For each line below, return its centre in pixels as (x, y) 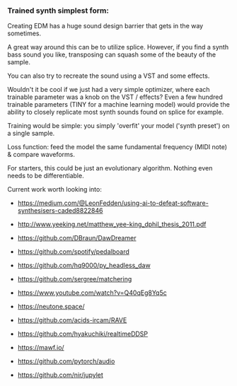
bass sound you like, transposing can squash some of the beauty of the (112, 54)
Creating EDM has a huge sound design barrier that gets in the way (105, 26)
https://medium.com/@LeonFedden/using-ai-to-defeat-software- (113, 203)
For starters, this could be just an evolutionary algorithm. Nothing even (110, 168)
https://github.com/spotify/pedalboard (73, 252)
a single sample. (31, 134)
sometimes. (24, 33)
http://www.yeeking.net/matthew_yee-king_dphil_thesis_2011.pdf (112, 224)
